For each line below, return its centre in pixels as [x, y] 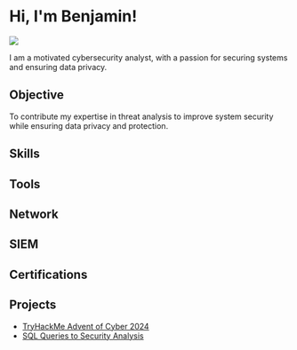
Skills [24, 154]
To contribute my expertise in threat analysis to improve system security [141, 116]
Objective [37, 95]
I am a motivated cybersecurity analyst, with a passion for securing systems [148, 57]
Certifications [48, 274]
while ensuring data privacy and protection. [89, 125]
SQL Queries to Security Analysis [83, 336]
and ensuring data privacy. [58, 67]
